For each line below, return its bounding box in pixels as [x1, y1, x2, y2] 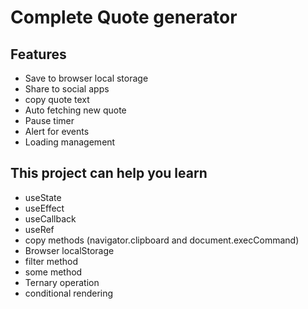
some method [24, 266, 83, 278]
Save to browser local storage [24, 72, 149, 84]
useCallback [24, 212, 77, 225]
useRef [24, 223, 55, 235]
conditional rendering [24, 287, 114, 299]
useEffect [24, 202, 65, 214]
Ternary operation [24, 276, 100, 288]
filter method [24, 255, 79, 267]
